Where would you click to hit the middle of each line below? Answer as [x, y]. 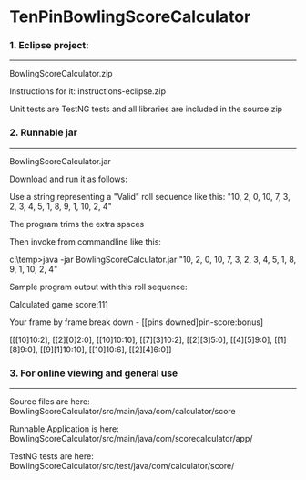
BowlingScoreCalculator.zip [61, 74]
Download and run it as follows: [68, 179]
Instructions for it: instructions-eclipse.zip [88, 91]
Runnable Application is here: [65, 429]
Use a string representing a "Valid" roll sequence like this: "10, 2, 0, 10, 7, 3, [150, 196]
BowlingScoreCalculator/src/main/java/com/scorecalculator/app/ [131, 439]
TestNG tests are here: [51, 456]
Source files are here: [50, 402]
